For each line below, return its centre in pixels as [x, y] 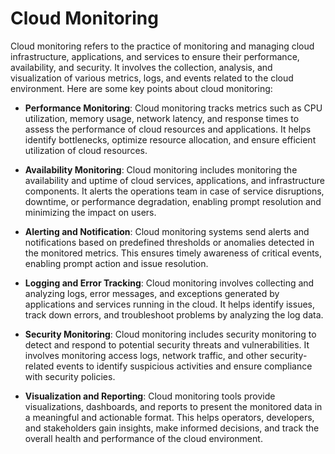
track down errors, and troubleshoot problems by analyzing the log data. [174, 314]
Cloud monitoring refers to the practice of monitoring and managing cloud [162, 46]
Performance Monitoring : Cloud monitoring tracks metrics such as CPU [173, 108]
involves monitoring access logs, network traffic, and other [146, 355]
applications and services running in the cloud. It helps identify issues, [170, 304]
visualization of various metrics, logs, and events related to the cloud [152, 78]
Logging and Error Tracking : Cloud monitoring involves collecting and [169, 283]
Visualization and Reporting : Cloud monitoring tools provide [150, 396]
